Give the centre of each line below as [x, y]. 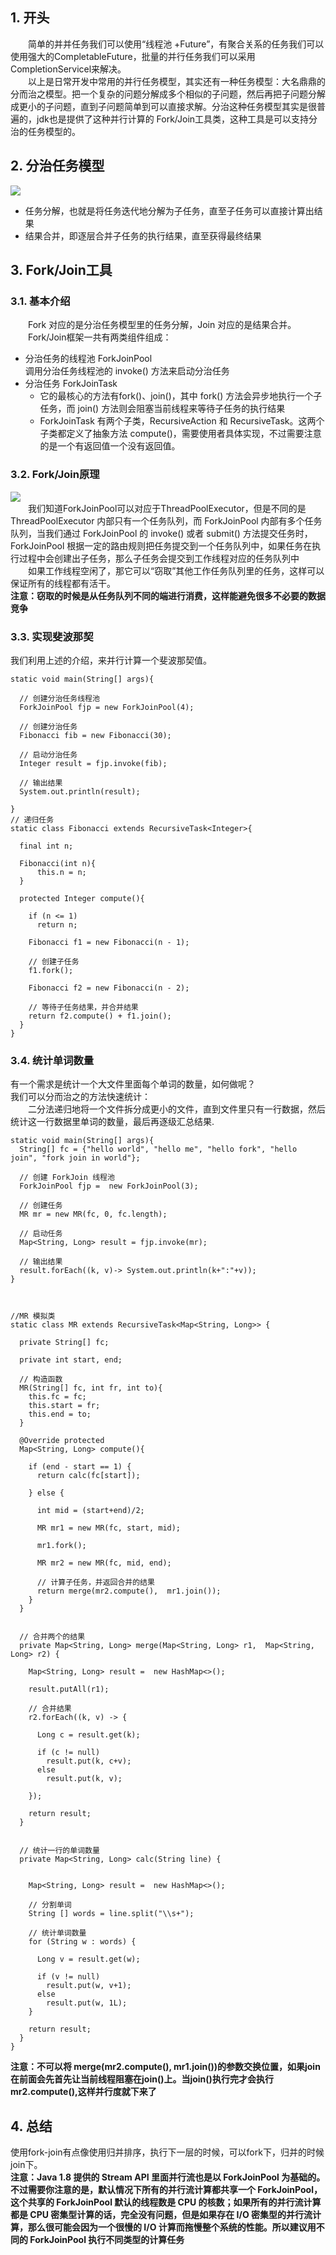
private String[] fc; [64, 1343]
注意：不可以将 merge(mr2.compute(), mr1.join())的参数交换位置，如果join [165, 2067]
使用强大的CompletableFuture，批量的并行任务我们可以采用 [133, 56]
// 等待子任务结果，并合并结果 [83, 1007]
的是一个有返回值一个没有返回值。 [110, 446]
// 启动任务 [41, 1234]
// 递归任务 [32, 819]
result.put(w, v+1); [89, 1986]
